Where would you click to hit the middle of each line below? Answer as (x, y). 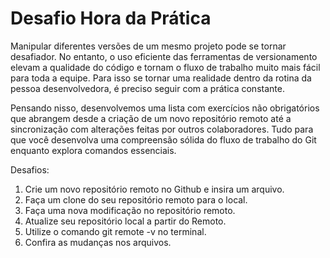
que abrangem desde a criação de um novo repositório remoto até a (151, 118)
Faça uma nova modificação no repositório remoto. (130, 210)
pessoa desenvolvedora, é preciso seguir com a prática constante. (147, 88)
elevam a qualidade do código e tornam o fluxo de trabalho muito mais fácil (165, 67)
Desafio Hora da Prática (111, 18)
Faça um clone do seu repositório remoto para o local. (136, 199)
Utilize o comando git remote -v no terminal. (115, 231)
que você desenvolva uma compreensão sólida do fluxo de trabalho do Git (163, 139)
